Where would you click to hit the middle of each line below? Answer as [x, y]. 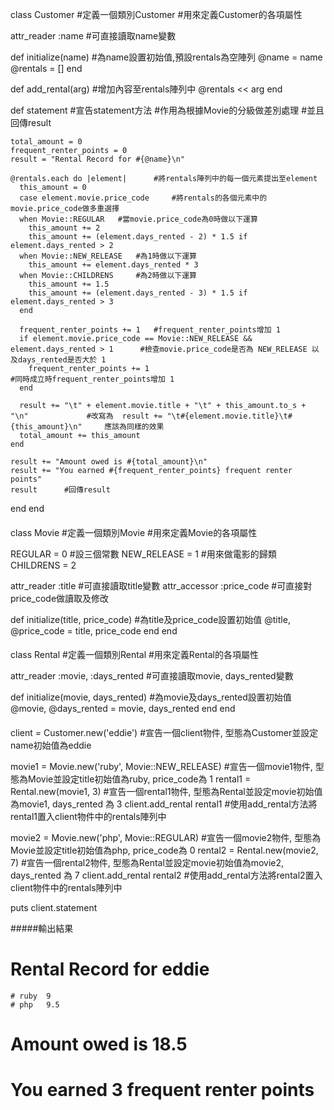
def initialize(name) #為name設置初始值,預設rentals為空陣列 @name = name [166, 57]
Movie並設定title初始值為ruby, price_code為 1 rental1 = [139, 779]
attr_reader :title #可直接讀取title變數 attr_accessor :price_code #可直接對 [161, 585]
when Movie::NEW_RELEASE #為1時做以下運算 [108, 256]
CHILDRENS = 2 [43, 565]
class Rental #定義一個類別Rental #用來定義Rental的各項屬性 [134, 655]
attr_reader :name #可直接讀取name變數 [93, 36]
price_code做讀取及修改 [60, 598]
